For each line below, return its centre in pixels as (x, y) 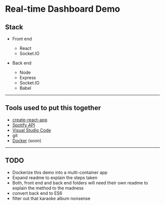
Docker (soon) (27, 140)
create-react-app (30, 120)
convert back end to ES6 (37, 193)
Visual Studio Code (32, 130)
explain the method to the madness (48, 188)
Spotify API (24, 125)
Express (28, 78)
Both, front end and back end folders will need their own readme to (80, 182)
